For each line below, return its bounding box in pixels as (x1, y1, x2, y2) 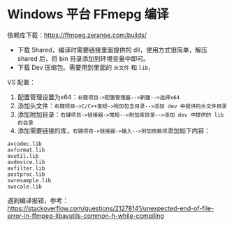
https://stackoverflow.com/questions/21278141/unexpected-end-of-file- (7, 204, 214, 212)
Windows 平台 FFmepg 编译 (7, 6, 169, 22)
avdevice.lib (7, 159, 45, 166)
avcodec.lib (7, 140, 42, 147)
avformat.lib (7, 146, 45, 154)
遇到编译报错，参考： (7, 196, 68, 205)
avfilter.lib (7, 165, 45, 172)
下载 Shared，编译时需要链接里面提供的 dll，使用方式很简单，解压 (17, 45, 207, 54)
